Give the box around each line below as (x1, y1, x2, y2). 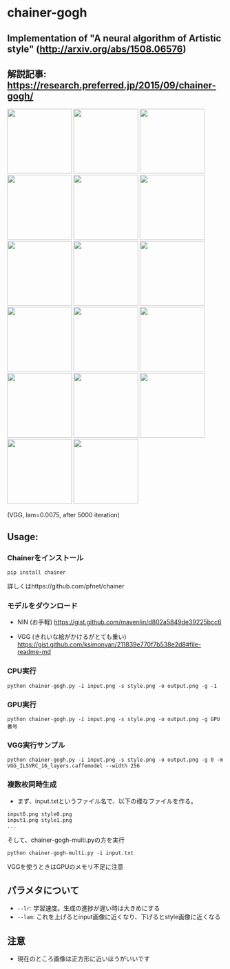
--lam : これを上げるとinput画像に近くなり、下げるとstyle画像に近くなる (17, 913, 221, 921)
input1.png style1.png (7, 816, 72, 823)
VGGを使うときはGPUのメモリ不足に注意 (7, 862, 124, 871)
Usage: (7, 530, 39, 543)
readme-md (17, 648, 52, 656)
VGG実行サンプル (7, 740, 65, 750)
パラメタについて (7, 884, 79, 896)
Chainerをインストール (7, 553, 84, 562)
